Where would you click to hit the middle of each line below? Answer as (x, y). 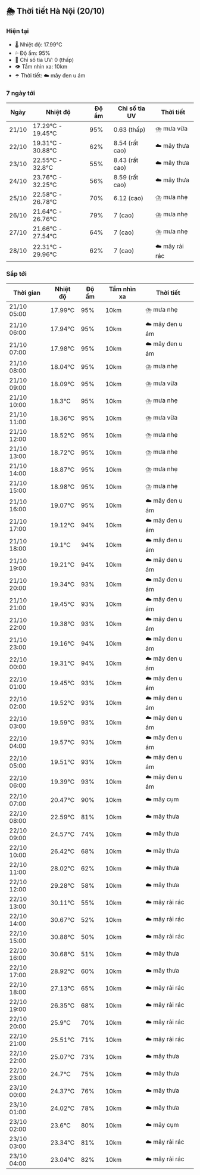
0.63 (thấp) (129, 129)
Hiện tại (18, 31)
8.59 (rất (126, 177)
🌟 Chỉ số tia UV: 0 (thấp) (44, 60)
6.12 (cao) (129, 198)
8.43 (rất (126, 160)
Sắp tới (16, 273)
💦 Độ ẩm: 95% (32, 53)
